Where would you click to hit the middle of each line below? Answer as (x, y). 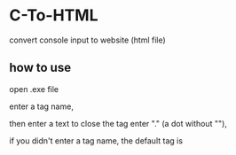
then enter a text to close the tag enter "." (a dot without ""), (118, 123)
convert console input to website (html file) (87, 40)
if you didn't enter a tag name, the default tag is (96, 140)
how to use (40, 68)
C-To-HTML (54, 15)
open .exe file (34, 89)
